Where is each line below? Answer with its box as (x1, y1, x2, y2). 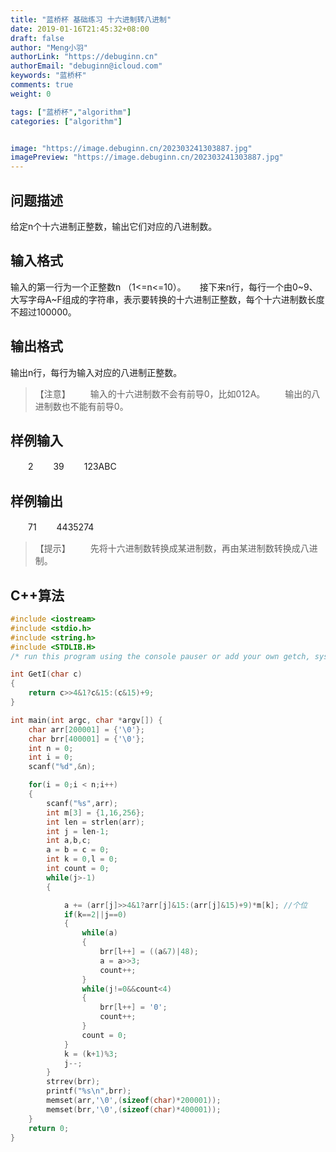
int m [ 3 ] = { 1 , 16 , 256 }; (46, 807, 145, 818)
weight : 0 (10, 89, 52, 99)
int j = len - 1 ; (46, 826, 110, 836)
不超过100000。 (10, 306, 77, 318)
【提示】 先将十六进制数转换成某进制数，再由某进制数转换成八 (34, 542, 310, 555)
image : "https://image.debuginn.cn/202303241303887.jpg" (10, 143, 253, 153)
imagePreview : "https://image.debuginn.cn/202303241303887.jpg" (10, 152, 284, 163)
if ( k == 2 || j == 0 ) (63, 909, 128, 920)
